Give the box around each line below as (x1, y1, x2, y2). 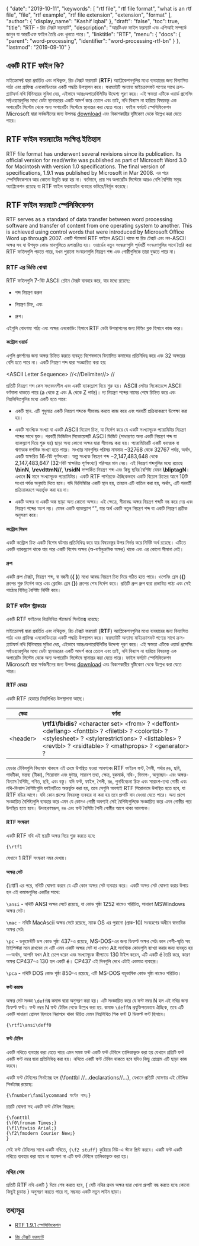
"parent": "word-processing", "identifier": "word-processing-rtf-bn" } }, (6, 37, 181, 44)
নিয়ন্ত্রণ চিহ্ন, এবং (14, 300, 43, 308)
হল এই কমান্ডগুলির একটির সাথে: (6, 889, 60, 896)
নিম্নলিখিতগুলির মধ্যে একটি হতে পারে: (6, 395, 67, 402)
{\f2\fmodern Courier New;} (6, 1130, 76, 1136)
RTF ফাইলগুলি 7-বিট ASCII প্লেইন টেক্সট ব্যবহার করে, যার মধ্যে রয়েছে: (6, 276, 131, 284)
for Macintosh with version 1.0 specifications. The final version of (6, 163, 165, 170)
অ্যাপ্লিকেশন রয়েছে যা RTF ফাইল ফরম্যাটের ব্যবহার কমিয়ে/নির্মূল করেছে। (6, 183, 129, 190)
